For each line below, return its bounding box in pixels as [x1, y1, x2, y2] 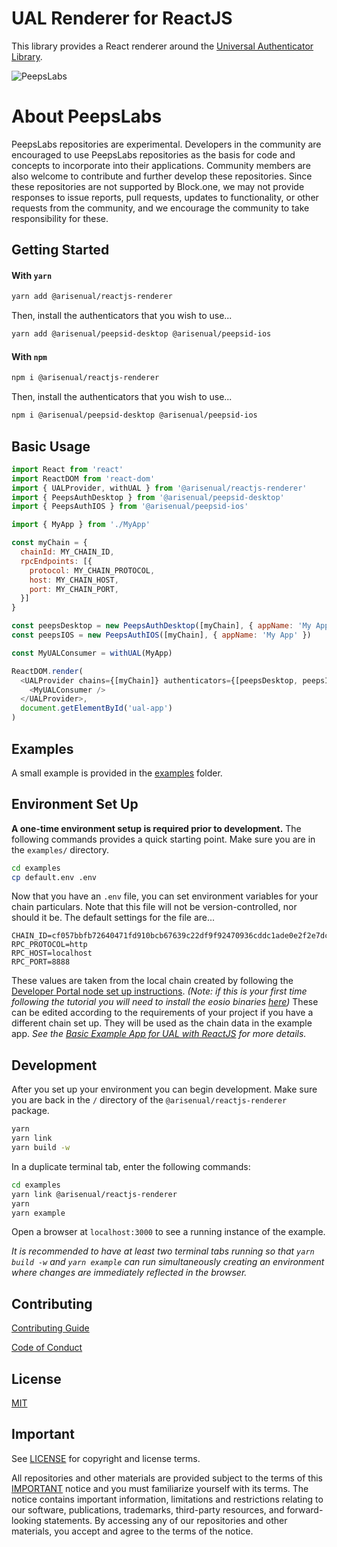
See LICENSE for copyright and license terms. [11, 1452, 201, 1464]
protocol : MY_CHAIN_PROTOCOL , [29, 565, 156, 576]
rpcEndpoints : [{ [20, 556, 93, 566]
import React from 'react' [11, 464, 124, 474]
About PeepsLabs [11, 105, 163, 128]
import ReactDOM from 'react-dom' [11, 473, 156, 484]
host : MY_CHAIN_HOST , [29, 575, 119, 585]
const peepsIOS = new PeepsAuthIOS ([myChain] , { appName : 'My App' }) [11, 630, 312, 641]
